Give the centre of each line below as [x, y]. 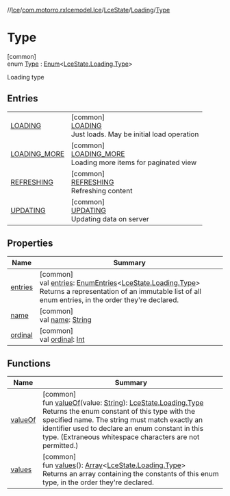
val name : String [66, 319]
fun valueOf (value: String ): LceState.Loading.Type [123, 403]
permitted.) [60, 446]
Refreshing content [102, 190]
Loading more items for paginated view [134, 162]
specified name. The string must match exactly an [123, 420]
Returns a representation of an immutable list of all [120, 291]
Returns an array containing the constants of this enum [130, 474]
